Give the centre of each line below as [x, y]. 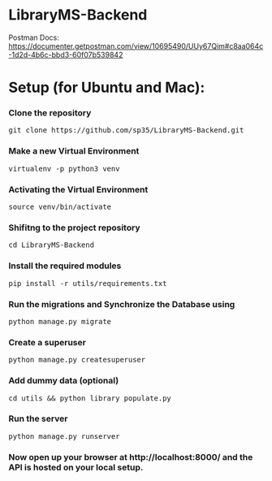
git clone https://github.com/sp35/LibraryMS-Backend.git [126, 130]
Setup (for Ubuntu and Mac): [107, 88]
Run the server [38, 418]
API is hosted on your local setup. [76, 467]
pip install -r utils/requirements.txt [88, 283]
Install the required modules [65, 266]
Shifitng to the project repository [74, 227]
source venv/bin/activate [60, 207]
